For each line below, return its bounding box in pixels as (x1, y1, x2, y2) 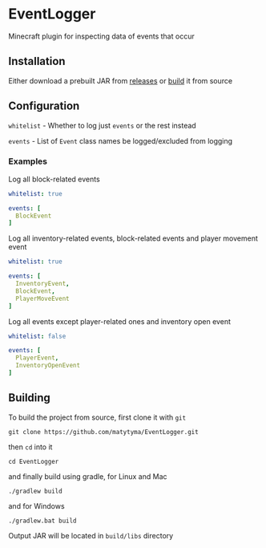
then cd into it (8, 442, 53, 452)
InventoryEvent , (15, 280, 70, 288)
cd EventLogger (8, 457, 59, 465)
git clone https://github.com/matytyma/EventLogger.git (8, 428, 199, 436)
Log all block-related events (8, 174, 100, 184)
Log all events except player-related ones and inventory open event (8, 316, 231, 326)
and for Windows (8, 501, 66, 510)
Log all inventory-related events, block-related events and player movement (8, 233, 259, 243)
